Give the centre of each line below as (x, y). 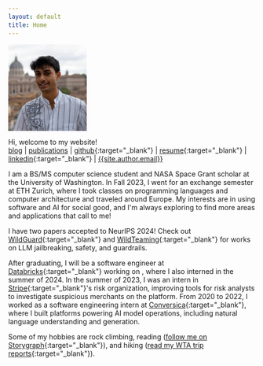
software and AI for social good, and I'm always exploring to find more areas (131, 207)
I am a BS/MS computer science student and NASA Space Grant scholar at (129, 174)
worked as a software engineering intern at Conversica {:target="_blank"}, (128, 305)
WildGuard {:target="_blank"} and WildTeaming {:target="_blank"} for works (130, 239)
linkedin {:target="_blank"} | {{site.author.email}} (86, 158)
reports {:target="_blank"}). (52, 353)
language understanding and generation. (74, 321)
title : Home (27, 25)
